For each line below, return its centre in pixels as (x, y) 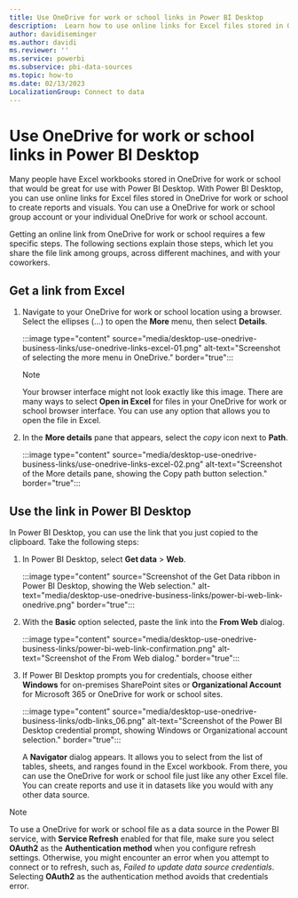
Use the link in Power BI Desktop (100, 511)
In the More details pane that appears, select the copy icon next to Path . (155, 437)
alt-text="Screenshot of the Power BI (215, 721)
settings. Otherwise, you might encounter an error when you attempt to (139, 858)
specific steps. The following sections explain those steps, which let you (141, 244)
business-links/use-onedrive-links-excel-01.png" (112, 349)
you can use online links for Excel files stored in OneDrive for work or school (149, 198)
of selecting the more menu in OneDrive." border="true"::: (128, 357)
